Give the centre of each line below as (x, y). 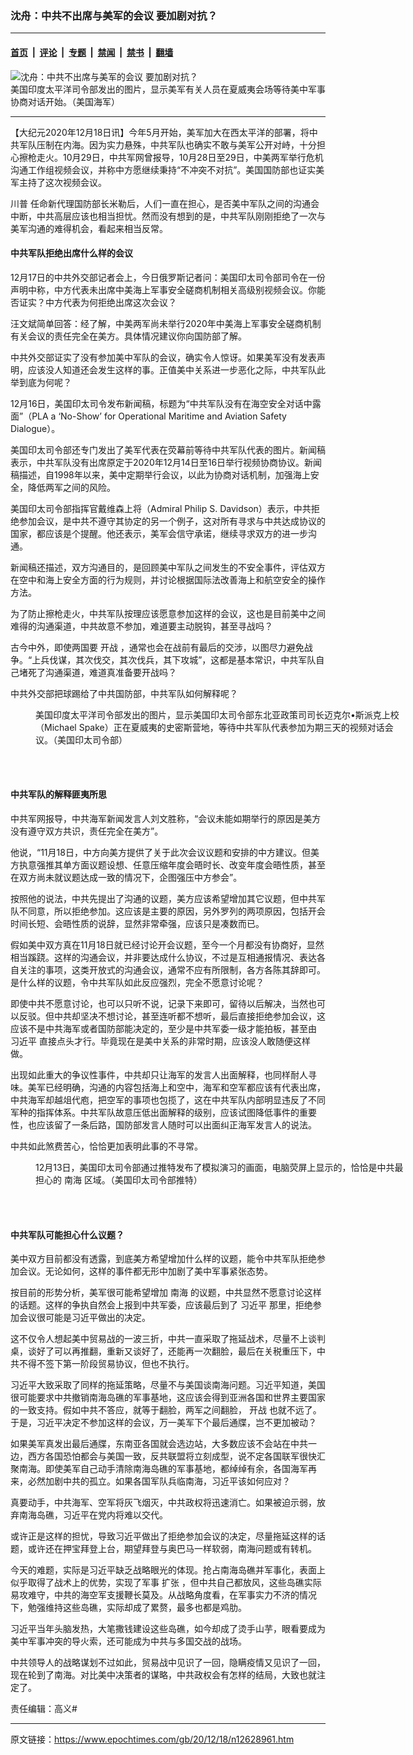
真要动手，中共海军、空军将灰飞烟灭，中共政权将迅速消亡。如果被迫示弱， (163, 1503)
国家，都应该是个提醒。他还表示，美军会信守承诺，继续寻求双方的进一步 (159, 533)
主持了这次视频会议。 (62, 182)
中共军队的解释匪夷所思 (58, 794)
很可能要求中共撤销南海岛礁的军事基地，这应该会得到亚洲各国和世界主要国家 (168, 1398)
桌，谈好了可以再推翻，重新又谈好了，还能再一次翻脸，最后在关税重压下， (163, 1351)
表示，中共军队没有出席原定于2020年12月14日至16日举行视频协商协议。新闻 (166, 462)
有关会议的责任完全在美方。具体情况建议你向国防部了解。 (128, 336)
